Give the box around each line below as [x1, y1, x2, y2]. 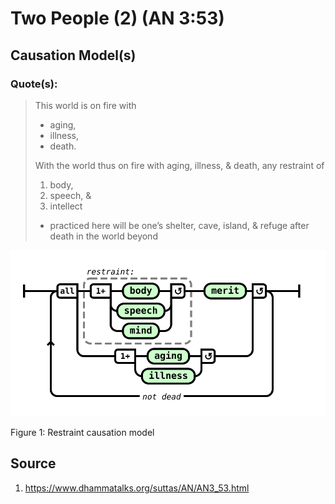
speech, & [49, 189, 92, 201]
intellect [49, 200, 83, 212]
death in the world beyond [49, 230, 158, 242]
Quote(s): [10, 77, 58, 91]
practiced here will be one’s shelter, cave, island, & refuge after [49, 219, 310, 231]
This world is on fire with [34, 99, 137, 111]
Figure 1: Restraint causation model [10, 426, 155, 438]
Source [10, 455, 57, 472]
